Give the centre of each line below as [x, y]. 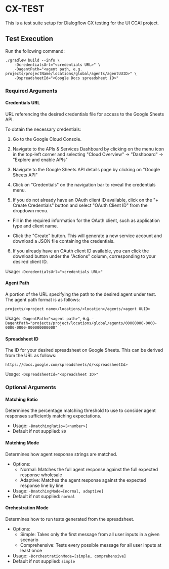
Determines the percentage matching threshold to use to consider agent [80, 410]
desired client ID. [30, 261]
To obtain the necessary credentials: [43, 129]
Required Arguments [31, 91]
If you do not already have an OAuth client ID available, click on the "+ [85, 200]
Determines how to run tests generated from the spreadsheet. [70, 519]
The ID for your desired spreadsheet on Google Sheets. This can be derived [84, 350]
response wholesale [41, 475]
